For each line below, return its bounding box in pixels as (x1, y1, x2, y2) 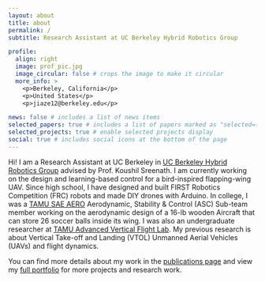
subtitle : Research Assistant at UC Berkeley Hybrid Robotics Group (8, 33, 238, 42)
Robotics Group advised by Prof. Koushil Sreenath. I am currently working (8, 165, 247, 175)
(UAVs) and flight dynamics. (8, 241, 99, 250)
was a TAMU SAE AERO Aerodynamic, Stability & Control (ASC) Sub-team (8, 199, 248, 209)
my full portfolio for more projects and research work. (8, 265, 182, 274)
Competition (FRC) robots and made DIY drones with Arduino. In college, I (8, 190, 248, 200)
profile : (8, 48, 37, 56)
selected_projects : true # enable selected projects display (8, 128, 214, 137)
